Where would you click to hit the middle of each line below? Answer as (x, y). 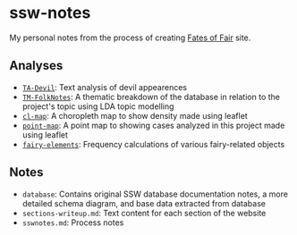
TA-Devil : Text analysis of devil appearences (105, 87)
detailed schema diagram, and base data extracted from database (144, 203)
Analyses (36, 66)
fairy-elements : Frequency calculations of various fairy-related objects (153, 144)
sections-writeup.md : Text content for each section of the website (144, 213)
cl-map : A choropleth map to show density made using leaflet (135, 115)
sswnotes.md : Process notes (73, 222)
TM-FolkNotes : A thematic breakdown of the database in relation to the (151, 97)
